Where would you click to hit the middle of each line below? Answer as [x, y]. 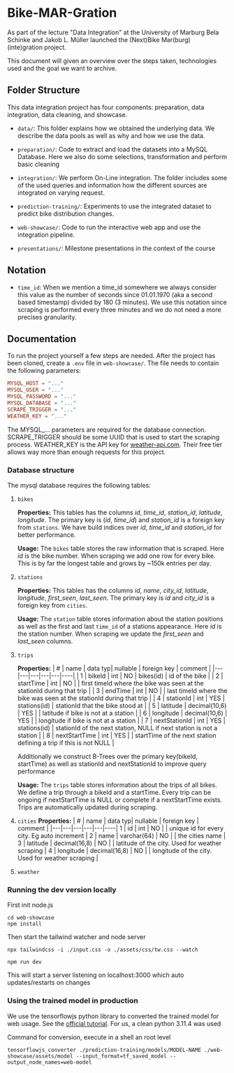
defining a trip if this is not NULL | [66, 743]
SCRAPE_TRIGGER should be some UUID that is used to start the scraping [114, 437]
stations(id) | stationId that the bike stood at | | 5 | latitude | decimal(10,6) [122, 705]
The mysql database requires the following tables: [79, 485]
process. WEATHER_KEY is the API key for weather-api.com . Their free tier [115, 444]
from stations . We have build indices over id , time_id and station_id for [119, 527]
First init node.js [30, 905]
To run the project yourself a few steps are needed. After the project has [111, 356]
